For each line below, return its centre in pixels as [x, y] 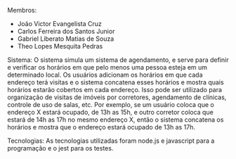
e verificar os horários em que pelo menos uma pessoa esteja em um [107, 67]
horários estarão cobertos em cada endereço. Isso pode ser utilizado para [115, 90]
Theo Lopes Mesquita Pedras [60, 46]
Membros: [22, 10]
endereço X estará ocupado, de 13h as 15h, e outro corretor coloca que [111, 112]
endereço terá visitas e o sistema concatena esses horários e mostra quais [116, 82]
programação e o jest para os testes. [60, 148]
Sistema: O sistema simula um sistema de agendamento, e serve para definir [118, 60]
